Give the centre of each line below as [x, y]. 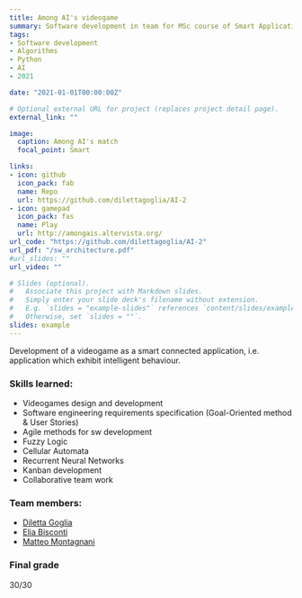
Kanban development [62, 470]
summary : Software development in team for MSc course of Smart [132, 26]
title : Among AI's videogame [64, 18]
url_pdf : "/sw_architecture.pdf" [72, 250]
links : [22, 167]
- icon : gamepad [40, 208]
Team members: [46, 503]
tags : [19, 34]
